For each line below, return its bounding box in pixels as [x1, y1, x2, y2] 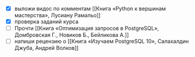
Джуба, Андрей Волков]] [14, 45, 79, 52]
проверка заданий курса [14, 18, 79, 26]
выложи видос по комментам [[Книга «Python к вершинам [14, 5, 166, 12]
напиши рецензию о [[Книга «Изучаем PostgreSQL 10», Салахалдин [14, 38, 189, 45]
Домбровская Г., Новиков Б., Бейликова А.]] [14, 31, 129, 39]
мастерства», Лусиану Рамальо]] [14, 12, 101, 19]
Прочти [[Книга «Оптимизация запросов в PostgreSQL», [14, 25, 159, 32]
